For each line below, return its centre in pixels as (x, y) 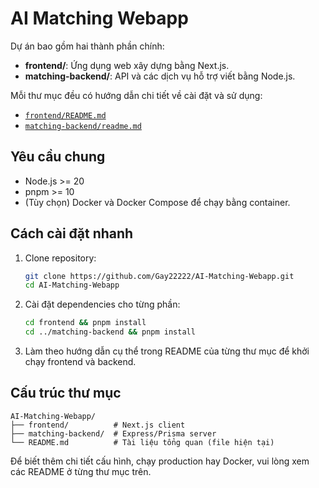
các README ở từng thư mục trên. (81, 471)
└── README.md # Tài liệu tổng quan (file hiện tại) (142, 442)
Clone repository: (60, 258)
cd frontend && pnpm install (85, 323)
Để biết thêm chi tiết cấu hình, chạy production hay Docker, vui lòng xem (160, 461)
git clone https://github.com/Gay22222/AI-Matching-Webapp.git (159, 276)
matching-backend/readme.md (83, 126)
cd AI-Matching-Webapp (72, 285)
